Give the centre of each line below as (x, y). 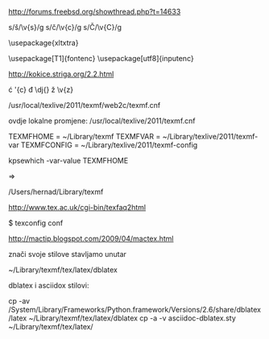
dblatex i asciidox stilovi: (49, 285)
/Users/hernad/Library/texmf (56, 192)
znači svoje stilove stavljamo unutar (68, 254)
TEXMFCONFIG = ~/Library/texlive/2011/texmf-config (109, 145)
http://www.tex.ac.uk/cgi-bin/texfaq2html (77, 207)
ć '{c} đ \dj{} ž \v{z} (41, 89)
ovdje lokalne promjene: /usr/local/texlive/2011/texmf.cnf (102, 121)
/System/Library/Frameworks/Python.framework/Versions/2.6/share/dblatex (135, 310)
